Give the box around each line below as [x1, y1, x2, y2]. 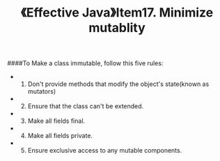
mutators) [27, 87, 56, 96]
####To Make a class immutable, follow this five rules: [7, 59, 164, 67]
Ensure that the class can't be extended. [27, 102, 144, 110]
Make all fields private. [27, 132, 93, 140]
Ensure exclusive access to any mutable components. [27, 146, 182, 155]
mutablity [88, 20, 146, 36]
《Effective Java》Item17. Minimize [20, 5, 214, 21]
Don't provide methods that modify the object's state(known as [27, 80, 210, 88]
